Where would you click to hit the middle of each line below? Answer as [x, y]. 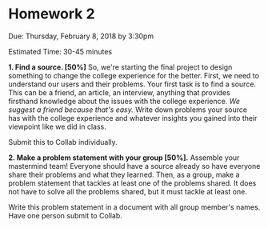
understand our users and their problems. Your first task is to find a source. [132, 84]
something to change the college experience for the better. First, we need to [134, 75]
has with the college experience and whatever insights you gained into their [133, 118]
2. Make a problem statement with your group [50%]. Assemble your [124, 158]
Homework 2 [52, 14]
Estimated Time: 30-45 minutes [60, 51]
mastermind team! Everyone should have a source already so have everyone [134, 166]
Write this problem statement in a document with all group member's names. [134, 207]
